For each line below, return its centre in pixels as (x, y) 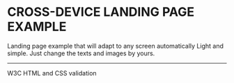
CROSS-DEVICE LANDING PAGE (101, 12)
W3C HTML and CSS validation (52, 73)
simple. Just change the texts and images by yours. (81, 53)
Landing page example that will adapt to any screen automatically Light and (116, 46)
